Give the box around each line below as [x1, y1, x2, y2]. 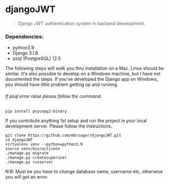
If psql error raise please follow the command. [5, 93, 103, 99]
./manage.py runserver [5, 160, 53, 165]
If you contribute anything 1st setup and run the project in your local [5, 118, 147, 124]
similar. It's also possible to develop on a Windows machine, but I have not [5, 71, 161, 77]
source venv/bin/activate [5, 146, 60, 151]
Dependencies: [5, 33, 44, 40]
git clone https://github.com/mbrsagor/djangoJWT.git [5, 133, 122, 138]
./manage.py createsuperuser [5, 155, 67, 161]
